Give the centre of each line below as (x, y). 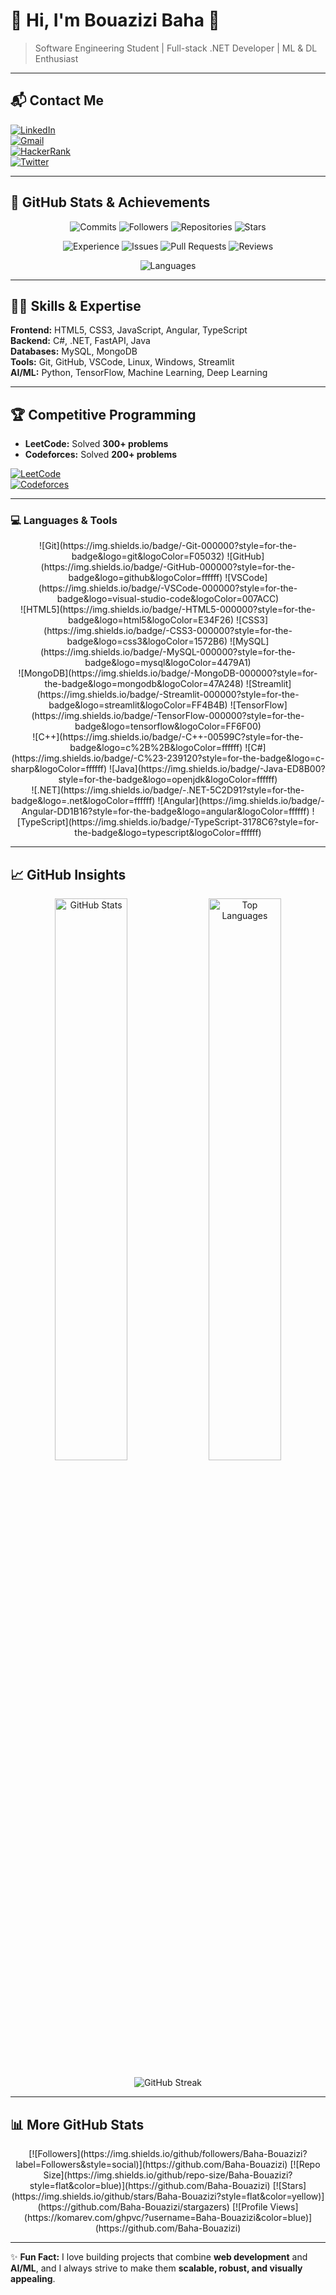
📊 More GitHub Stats (77, 2124)
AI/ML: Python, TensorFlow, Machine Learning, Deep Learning (139, 373)
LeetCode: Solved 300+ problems (96, 444)
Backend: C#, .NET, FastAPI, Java (80, 341)
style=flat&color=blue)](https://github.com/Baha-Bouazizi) (150, 2186)
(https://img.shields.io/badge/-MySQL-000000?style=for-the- (168, 652)
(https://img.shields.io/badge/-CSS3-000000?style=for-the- (168, 631)
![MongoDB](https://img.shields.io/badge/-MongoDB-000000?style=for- (168, 673)
